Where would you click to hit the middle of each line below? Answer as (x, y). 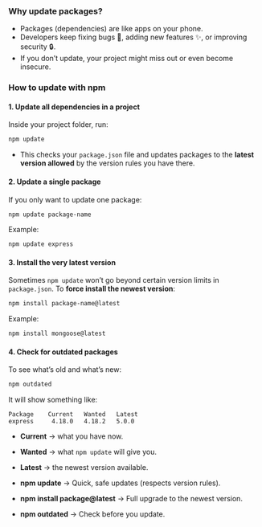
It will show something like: (53, 400)
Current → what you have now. (72, 436)
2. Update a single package (55, 182)
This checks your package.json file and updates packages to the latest (137, 155)
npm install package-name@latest (64, 304)
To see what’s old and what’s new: (65, 370)
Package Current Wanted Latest (73, 415)
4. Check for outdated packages (63, 352)
